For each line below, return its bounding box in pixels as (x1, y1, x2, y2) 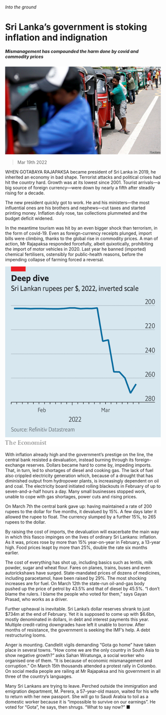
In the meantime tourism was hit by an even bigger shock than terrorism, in (5, 225, 158, 231)
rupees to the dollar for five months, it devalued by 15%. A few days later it (5, 509, 157, 515)
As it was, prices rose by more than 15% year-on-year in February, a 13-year (5, 539, 161, 545)
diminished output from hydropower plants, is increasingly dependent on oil (5, 478, 159, 484)
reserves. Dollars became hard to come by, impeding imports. (26, 462, 152, 468)
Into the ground (5, 4, 37, 10)
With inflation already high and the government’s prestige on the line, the (5, 452, 153, 458)
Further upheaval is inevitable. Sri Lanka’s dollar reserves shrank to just (5, 606, 150, 612)
